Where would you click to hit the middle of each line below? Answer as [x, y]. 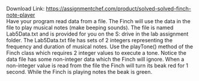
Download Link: [26, 9]
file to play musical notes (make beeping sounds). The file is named [90, 27]
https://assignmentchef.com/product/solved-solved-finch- [118, 9]
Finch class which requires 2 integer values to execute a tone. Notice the [96, 53]
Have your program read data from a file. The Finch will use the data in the [98, 21]
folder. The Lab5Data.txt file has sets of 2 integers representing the [90, 40]
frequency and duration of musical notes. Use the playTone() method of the [100, 46]
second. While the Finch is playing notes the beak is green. [79, 72]
